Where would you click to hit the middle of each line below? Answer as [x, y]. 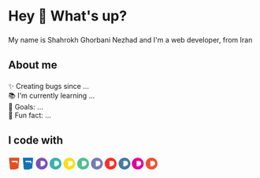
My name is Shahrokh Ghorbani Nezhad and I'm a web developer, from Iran [130, 40]
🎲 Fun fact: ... [30, 115]
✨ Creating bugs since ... [48, 87]
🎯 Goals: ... [26, 107]
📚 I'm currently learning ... [52, 96]
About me [33, 65]
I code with [36, 140]
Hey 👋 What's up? [68, 16]
